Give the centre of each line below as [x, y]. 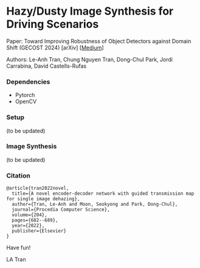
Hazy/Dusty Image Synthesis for [90, 11]
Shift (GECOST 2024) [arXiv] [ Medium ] [55, 48]
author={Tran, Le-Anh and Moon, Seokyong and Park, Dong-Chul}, [95, 205]
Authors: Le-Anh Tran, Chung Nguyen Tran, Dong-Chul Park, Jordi [90, 59]
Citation [18, 175]
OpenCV [26, 101]
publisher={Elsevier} [39, 231]
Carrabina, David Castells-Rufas [47, 66]
